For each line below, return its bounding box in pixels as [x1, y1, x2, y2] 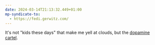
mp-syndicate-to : [5, 12, 41, 17]
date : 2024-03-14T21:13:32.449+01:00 [5, 7, 82, 12]
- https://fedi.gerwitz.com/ [9, 16, 69, 21]
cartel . [5, 35, 18, 41]
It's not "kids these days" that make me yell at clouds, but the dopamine [5, 30, 150, 36]
